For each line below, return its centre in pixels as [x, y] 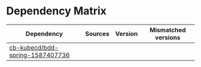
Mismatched [168, 30]
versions [168, 37]
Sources [97, 33]
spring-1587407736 [39, 55]
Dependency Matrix [56, 11]
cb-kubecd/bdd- [34, 47]
